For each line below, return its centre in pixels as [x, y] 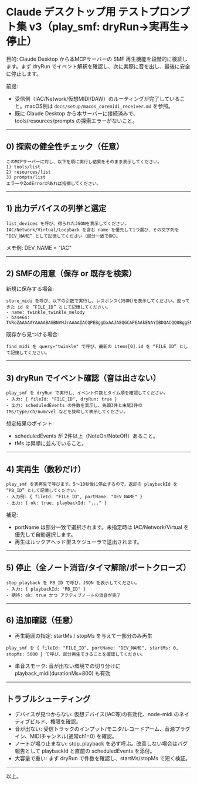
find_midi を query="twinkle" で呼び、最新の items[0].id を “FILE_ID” [91, 347]
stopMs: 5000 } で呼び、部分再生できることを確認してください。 [76, 654]
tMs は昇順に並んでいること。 [50, 443]
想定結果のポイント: [30, 423]
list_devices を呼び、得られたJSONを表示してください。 [68, 223]
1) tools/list [23, 167]
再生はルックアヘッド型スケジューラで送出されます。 [78, 542]
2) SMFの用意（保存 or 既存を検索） [71, 274]
